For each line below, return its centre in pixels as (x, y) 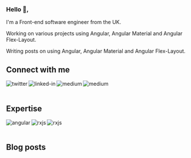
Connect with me (38, 70)
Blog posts (26, 147)
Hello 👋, (17, 9)
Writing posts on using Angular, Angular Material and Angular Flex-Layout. (96, 51)
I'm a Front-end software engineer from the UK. (64, 22)
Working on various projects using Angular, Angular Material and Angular (94, 33)
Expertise (24, 108)
